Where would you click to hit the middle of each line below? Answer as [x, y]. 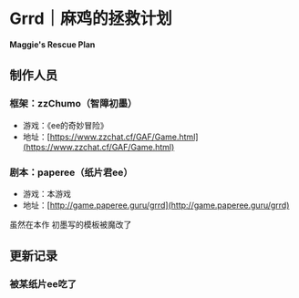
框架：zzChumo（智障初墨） [73, 104]
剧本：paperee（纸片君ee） [72, 172]
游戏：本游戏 [46, 193]
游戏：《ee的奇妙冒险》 [66, 125]
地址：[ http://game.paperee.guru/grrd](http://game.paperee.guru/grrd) [156, 205]
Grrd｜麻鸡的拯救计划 [91, 19]
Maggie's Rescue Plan [52, 44]
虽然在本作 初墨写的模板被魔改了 [71, 224]
